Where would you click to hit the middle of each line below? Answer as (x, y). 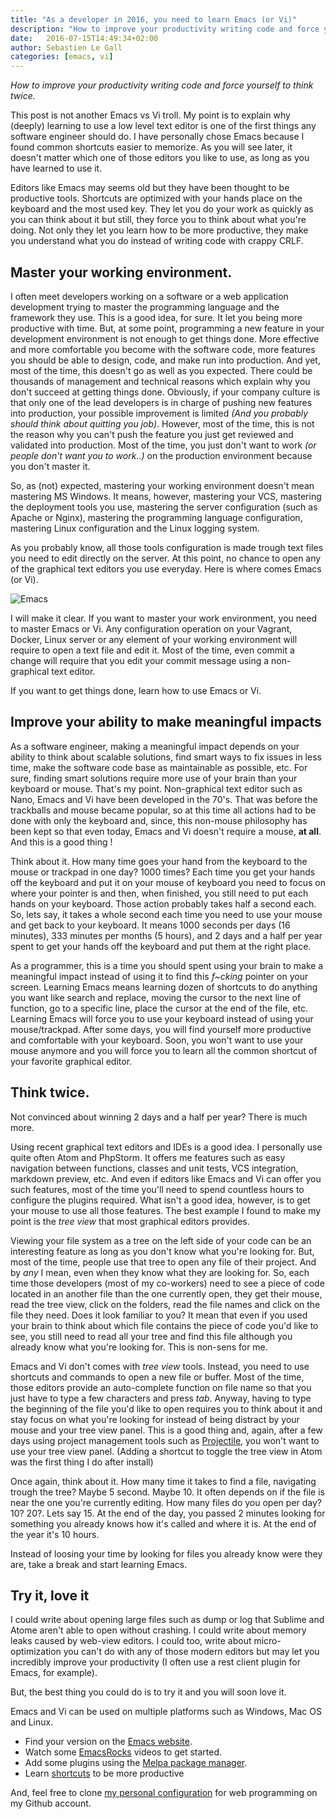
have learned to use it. (56, 168)
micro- (267, 1641)
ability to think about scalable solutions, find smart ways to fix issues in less (166, 757)
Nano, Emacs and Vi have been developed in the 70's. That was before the (164, 799)
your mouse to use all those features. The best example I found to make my (166, 1210)
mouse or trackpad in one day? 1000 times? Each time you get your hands (163, 872)
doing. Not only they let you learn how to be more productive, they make (159, 230)
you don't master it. (50, 466)
